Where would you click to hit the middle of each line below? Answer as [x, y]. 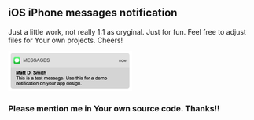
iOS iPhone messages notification [93, 13]
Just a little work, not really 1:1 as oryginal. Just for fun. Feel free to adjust [127, 31]
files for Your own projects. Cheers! [66, 40]
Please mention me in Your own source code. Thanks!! [114, 108]
